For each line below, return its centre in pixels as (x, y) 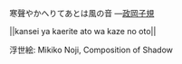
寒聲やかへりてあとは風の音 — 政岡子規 (82, 13)
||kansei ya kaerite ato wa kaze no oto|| (83, 31)
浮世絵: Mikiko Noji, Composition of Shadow (91, 50)
